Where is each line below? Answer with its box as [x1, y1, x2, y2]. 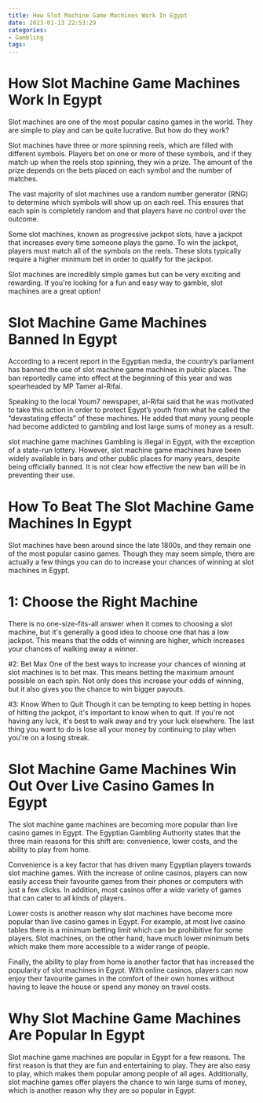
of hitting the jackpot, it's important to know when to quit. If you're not [8, 707, 235, 717]
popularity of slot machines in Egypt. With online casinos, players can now [8, 965, 249, 974]
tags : [8, 41, 26, 49]
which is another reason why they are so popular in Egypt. [8, 1085, 196, 1095]
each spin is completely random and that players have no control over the [8, 206, 247, 216]
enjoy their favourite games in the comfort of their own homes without [8, 973, 235, 983]
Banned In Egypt [8, 331, 118, 349]
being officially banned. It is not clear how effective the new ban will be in [8, 462, 246, 471]
